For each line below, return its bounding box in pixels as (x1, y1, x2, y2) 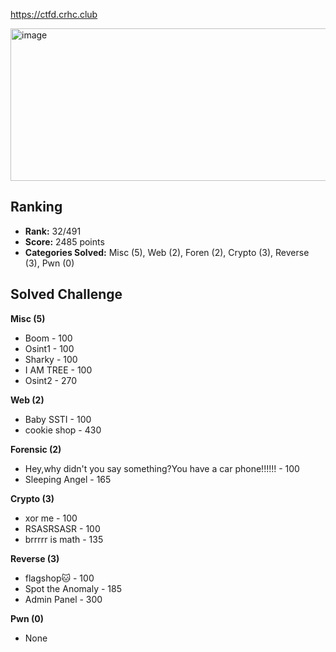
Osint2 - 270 (24, 374, 78, 386)
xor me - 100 (24, 512, 78, 524)
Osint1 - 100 (24, 342, 75, 354)
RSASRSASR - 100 (24, 522, 101, 534)
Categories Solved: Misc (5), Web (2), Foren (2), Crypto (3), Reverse (24, 246, 310, 258)
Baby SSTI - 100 (24, 413, 92, 425)
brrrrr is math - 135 (24, 533, 104, 545)
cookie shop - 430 (24, 424, 102, 436)
